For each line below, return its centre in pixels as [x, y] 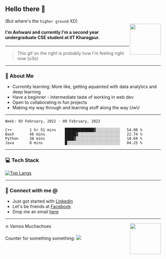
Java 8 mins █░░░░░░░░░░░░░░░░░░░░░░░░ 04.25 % [74, 143]
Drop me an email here [35, 212]
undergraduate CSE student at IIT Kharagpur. [52, 38]
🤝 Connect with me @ [31, 190]
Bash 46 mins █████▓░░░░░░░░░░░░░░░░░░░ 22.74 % [74, 134]
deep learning [26, 92]
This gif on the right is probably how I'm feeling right [71, 53]
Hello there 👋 [25, 9]
